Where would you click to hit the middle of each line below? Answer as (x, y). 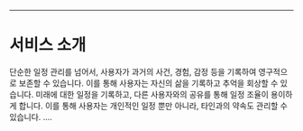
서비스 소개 (48, 45)
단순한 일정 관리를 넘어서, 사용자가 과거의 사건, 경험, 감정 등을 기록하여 (133, 71)
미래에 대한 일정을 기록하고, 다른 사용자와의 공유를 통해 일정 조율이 (152, 94)
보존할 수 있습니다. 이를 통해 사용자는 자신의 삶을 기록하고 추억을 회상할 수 (148, 83)
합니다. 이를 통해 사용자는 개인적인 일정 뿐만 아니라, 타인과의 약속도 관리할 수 (153, 106)
